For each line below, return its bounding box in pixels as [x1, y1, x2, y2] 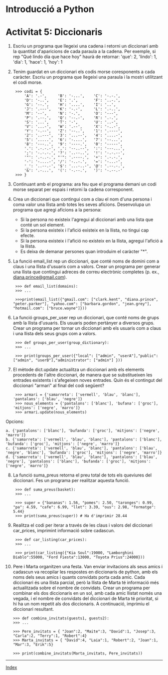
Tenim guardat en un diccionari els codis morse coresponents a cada [12, 69, 155, 75]
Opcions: [5, 418, 24, 424]
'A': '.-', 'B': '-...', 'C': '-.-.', [24, 94, 121, 99]
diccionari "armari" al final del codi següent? [12, 382, 104, 389]
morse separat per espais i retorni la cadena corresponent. [12, 186, 134, 192]
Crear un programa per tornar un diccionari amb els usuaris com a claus [12, 325, 162, 331]
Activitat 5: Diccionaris [5, 27, 103, 38]
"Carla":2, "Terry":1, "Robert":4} [12, 633, 87, 638]
